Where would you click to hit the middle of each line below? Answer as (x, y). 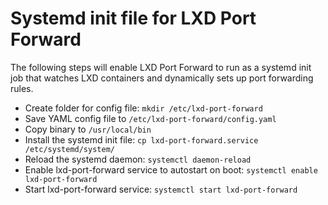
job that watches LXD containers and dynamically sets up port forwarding (162, 78)
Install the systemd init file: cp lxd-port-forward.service (141, 139)
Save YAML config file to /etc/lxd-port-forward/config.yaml (150, 118)
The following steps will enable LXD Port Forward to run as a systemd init (161, 67)
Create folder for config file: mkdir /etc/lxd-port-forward (143, 108)
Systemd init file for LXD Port (133, 18)
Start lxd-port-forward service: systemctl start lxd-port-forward (161, 189)
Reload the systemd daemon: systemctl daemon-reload (138, 159)
